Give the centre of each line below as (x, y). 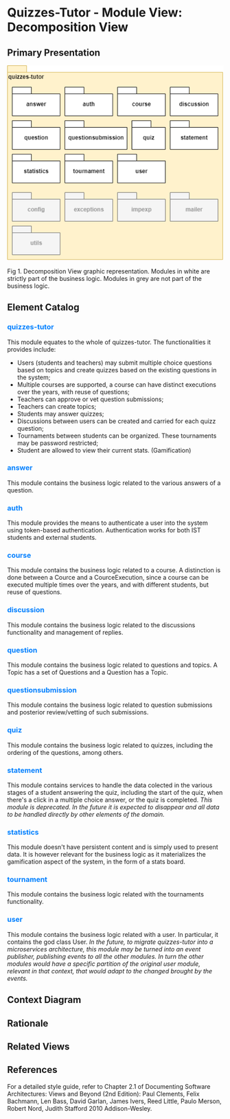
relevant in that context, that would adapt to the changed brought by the (110, 971)
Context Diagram (44, 1000)
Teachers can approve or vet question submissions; (90, 399)
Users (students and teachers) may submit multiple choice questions (114, 363)
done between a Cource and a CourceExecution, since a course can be (108, 578)
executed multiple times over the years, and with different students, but (108, 585)
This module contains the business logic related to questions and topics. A (112, 665)
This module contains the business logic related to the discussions (101, 625)
